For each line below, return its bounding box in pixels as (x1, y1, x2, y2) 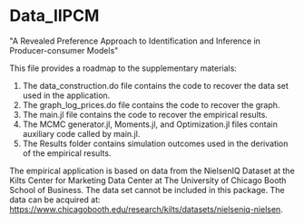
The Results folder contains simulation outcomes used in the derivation (22, 138, 289, 149)
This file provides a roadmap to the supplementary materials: (9, 63, 238, 73)
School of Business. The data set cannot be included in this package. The (9, 184, 285, 195)
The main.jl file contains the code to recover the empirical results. (22, 109, 268, 120)
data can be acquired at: (9, 194, 102, 205)
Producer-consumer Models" (9, 44, 119, 55)
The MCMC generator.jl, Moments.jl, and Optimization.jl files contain (22, 119, 279, 130)
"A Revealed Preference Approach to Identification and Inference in (9, 35, 261, 46)
